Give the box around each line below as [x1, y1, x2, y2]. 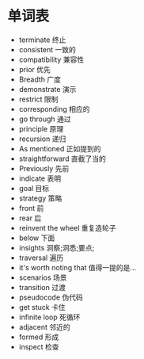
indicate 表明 [18, 174, 61, 183]
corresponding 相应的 [18, 104, 90, 113]
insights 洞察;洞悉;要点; [18, 243, 95, 252]
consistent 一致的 [18, 44, 77, 54]
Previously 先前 [18, 163, 70, 173]
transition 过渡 [18, 282, 66, 292]
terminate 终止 [18, 35, 66, 44]
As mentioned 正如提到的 [18, 143, 101, 153]
